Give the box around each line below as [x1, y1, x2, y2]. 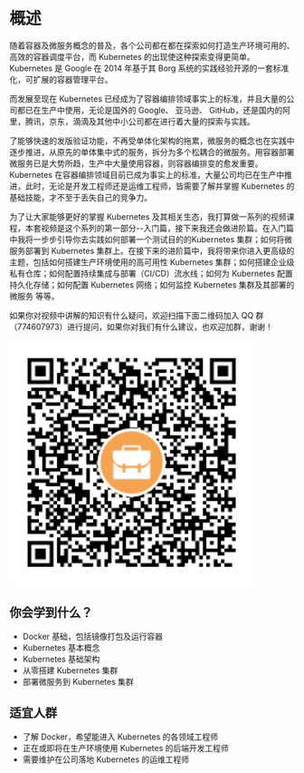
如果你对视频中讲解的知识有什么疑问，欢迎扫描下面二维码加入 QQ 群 [9, 309, 264, 320]
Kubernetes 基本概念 [22, 641, 100, 653]
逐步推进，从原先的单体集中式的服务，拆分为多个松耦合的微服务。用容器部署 [9, 146, 295, 157]
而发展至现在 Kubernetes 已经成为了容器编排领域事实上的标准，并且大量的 [9, 93, 287, 104]
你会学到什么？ [9, 605, 93, 621]
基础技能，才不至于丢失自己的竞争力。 [9, 191, 152, 202]
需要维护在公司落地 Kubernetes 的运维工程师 [22, 754, 190, 765]
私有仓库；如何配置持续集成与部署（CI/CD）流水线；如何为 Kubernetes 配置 [9, 268, 294, 279]
